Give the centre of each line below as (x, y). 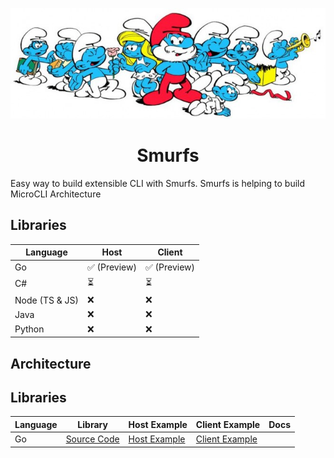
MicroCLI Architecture (56, 194)
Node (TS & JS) (46, 300)
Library (92, 424)
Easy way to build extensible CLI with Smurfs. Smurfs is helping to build (158, 184)
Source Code (92, 439)
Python (29, 329)
